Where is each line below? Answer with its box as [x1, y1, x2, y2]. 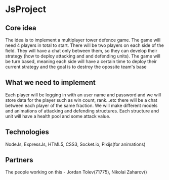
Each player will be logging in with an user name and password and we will [5, 92, 161, 98]
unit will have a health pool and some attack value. [5, 113, 110, 119]
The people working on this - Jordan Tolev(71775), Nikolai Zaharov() [5, 169, 148, 175]
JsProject [5, 4, 47, 15]
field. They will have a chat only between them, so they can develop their [5, 48, 158, 53]
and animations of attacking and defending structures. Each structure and [5, 107, 159, 114]
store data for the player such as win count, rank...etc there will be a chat [5, 97, 158, 103]
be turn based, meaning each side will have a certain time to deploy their [5, 58, 157, 64]
